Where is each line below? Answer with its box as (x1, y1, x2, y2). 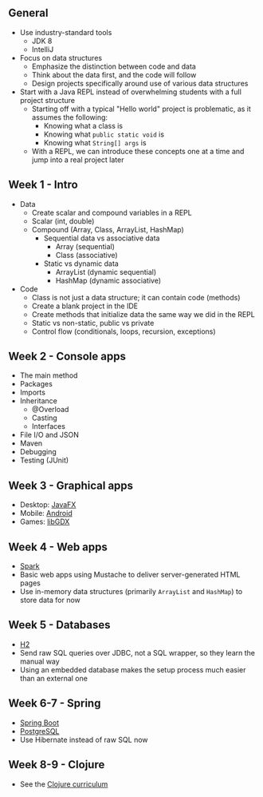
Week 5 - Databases (8, 618, 111, 632)
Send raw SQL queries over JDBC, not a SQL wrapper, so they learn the (19, 648, 255, 657)
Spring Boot (19, 718, 60, 728)
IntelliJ (31, 44, 54, 54)
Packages (19, 379, 53, 389)
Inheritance (19, 396, 58, 406)
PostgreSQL (19, 726, 60, 736)
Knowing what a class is (43, 121, 124, 130)
